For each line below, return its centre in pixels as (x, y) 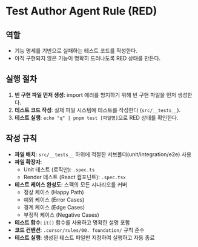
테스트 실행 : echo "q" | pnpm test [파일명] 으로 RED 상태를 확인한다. (97, 117)
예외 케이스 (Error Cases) (54, 199)
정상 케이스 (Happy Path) (54, 192)
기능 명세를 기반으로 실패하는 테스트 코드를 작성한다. (76, 51)
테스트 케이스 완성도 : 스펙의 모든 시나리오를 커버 (71, 184)
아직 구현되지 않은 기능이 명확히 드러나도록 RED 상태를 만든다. (87, 58)
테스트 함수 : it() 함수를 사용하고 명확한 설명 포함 (72, 222)
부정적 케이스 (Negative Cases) (61, 215)
